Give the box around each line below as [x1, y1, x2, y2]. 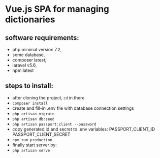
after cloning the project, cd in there [12, 95, 85, 100]
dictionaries [5, 14, 55, 25]
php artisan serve [12, 148, 50, 153]
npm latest [12, 67, 34, 73]
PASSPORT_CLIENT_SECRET [12, 131, 70, 137]
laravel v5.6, [12, 63, 37, 68]
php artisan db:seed [12, 117, 55, 122]
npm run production [12, 137, 53, 142]
